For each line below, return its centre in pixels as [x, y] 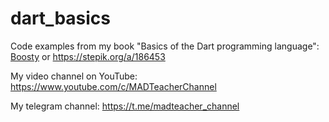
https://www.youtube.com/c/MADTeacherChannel [113, 86]
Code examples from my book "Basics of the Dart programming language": [165, 46]
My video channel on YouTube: [74, 76]
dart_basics [60, 18]
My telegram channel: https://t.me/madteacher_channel [125, 106]
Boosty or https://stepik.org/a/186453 [88, 56]
